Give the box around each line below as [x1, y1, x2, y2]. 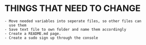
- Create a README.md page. [4, 31, 62, 36]
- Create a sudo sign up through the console [4, 35, 98, 40]
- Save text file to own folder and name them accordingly [4, 27, 127, 32]
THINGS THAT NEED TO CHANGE [4, 3, 141, 14]
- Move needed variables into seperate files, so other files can [4, 19, 142, 23]
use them [9, 22, 27, 28]
